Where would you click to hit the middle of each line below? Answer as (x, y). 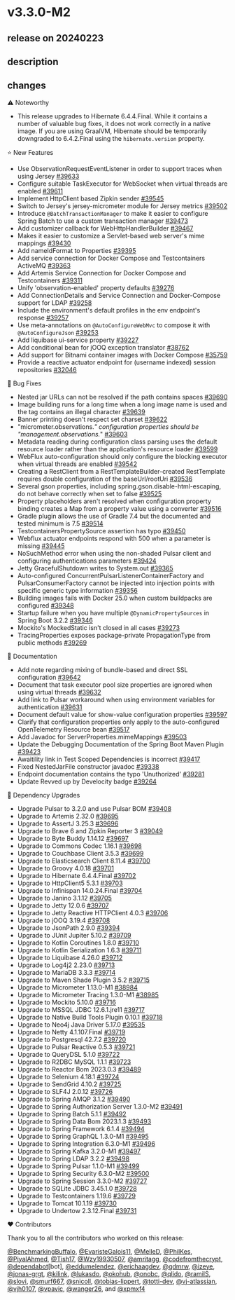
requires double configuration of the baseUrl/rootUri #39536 (105, 479)
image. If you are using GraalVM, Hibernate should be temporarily (112, 131)
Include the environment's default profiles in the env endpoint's (109, 310)
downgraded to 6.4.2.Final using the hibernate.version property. (111, 138)
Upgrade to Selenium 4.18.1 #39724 (68, 1076)
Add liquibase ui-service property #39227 (78, 340)
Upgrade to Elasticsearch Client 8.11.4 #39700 (84, 861)
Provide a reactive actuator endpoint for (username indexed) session (116, 362)
